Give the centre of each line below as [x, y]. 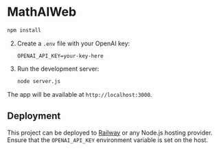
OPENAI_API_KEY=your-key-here [60, 56]
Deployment [34, 116]
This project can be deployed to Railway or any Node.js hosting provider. [110, 132]
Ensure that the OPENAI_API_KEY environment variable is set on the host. [107, 140]
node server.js [39, 81]
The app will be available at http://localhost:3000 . [80, 94]
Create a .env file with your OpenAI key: [73, 43]
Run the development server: [58, 69]
